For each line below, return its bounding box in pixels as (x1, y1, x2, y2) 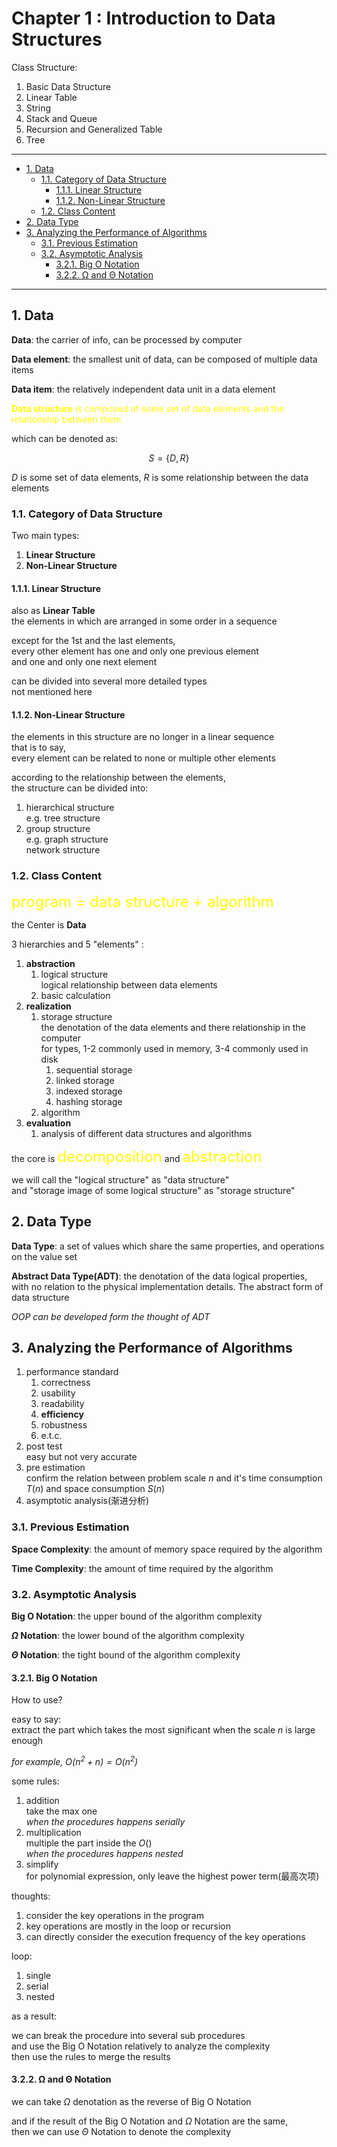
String (25, 102, 52, 114)
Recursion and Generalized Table (25, 123, 163, 135)
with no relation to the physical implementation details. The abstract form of (11, 1280, 324, 1292)
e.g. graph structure (25, 833, 109, 846)
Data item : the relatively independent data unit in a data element (11, 383, 276, 395)
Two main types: (11, 530, 80, 542)
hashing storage (55, 1095, 123, 1107)
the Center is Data (11, 918, 87, 931)
